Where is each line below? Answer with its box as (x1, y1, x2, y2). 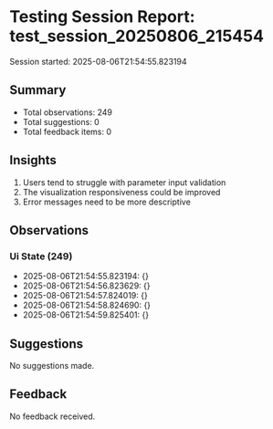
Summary (9, 82, 67, 98)
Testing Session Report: (9, 6, 195, 27)
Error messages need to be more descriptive (22, 196, 192, 207)
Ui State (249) (9, 249, 73, 262)
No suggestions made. (9, 361, 95, 371)
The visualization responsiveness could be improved (22, 186, 221, 197)
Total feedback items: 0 (22, 126, 112, 137)
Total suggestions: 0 (22, 116, 100, 127)
